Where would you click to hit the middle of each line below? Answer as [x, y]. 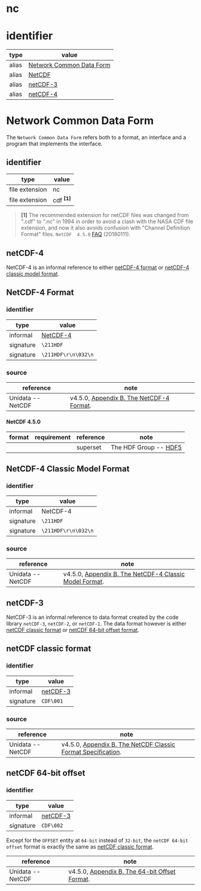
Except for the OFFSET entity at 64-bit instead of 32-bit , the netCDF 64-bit [97, 840]
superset [89, 447]
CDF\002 [52, 825]
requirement [53, 437]
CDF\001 [52, 701]
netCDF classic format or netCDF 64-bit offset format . [73, 630]
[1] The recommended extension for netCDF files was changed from [105, 215]
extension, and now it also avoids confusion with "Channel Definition [105, 228]
